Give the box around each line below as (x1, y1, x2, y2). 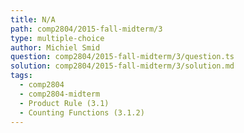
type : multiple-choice (10, 33, 105, 43)
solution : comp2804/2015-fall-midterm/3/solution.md (10, 61, 235, 71)
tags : (10, 71, 33, 81)
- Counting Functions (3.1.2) (19, 107, 145, 118)
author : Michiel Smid (10, 42, 101, 53)
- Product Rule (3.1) (19, 98, 110, 108)
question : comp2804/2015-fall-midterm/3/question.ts (10, 52, 235, 62)
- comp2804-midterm (19, 89, 101, 99)
